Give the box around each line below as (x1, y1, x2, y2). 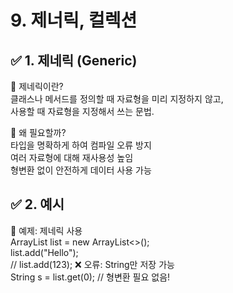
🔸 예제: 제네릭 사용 (10, 224, 83, 236)
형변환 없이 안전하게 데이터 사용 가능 (10, 164, 152, 176)
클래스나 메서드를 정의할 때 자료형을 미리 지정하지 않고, (10, 93, 224, 105)
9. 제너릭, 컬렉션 (10, 9, 138, 32)
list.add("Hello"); (10, 246, 79, 258)
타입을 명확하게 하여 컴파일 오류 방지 (10, 139, 152, 151)
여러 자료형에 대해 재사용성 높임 (10, 152, 134, 163)
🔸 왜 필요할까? (10, 127, 67, 138)
